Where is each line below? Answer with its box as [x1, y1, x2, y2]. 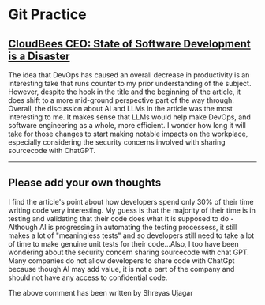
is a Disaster [8, 49, 70, 62]
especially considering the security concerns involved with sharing [8, 137, 226, 147]
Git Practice [8, 6, 87, 24]
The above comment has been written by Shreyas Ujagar [8, 288, 193, 297]
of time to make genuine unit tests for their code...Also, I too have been [8, 239, 239, 248]
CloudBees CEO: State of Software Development [8, 37, 251, 51]
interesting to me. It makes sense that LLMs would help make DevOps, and [8, 112, 251, 122]
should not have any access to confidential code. [8, 273, 168, 282]
